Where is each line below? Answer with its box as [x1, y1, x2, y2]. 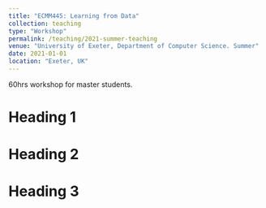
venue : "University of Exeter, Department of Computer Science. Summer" [8, 42, 260, 50]
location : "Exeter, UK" [8, 58, 89, 66]
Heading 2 [8, 145, 79, 163]
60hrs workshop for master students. [8, 79, 133, 89]
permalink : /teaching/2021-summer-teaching [8, 34, 158, 43]
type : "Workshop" [8, 27, 67, 35]
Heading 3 [8, 182, 79, 201]
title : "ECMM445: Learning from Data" [8, 11, 139, 20]
